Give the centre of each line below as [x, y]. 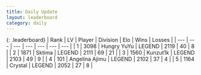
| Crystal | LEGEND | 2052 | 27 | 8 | [50, 65]
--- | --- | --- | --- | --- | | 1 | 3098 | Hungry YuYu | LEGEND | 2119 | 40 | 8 [104, 46]
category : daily [26, 23]
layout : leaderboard [32, 17]
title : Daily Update [32, 12]
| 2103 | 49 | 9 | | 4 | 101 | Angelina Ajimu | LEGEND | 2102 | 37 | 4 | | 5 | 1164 [100, 59]
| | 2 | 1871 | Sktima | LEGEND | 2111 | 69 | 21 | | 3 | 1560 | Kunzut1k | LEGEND [100, 53]
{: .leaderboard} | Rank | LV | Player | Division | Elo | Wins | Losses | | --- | [97, 40]
